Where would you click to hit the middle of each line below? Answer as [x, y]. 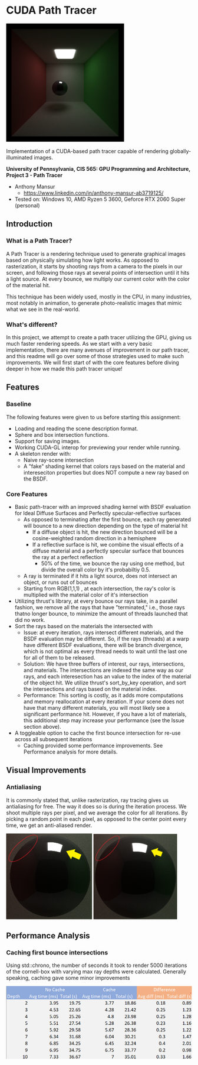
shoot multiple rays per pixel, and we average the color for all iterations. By [97, 813]
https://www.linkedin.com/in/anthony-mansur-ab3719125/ [93, 193]
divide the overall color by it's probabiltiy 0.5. [95, 569]
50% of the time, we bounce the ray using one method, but [113, 563]
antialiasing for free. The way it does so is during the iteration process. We [96, 806]
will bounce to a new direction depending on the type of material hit [105, 525]
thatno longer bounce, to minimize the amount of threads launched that [101, 613]
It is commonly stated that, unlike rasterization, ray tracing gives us [88, 800]
